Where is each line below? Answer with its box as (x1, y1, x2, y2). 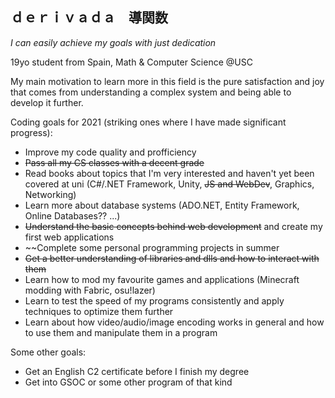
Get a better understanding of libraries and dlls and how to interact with (24, 252, 320, 264)
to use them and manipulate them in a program (24, 326, 218, 338)
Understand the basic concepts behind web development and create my (24, 220, 323, 232)
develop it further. (10, 96, 84, 108)
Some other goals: (10, 346, 87, 358)
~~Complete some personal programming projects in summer (24, 241, 280, 253)
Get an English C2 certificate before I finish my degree (24, 365, 250, 377)
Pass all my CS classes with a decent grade (24, 156, 205, 168)
